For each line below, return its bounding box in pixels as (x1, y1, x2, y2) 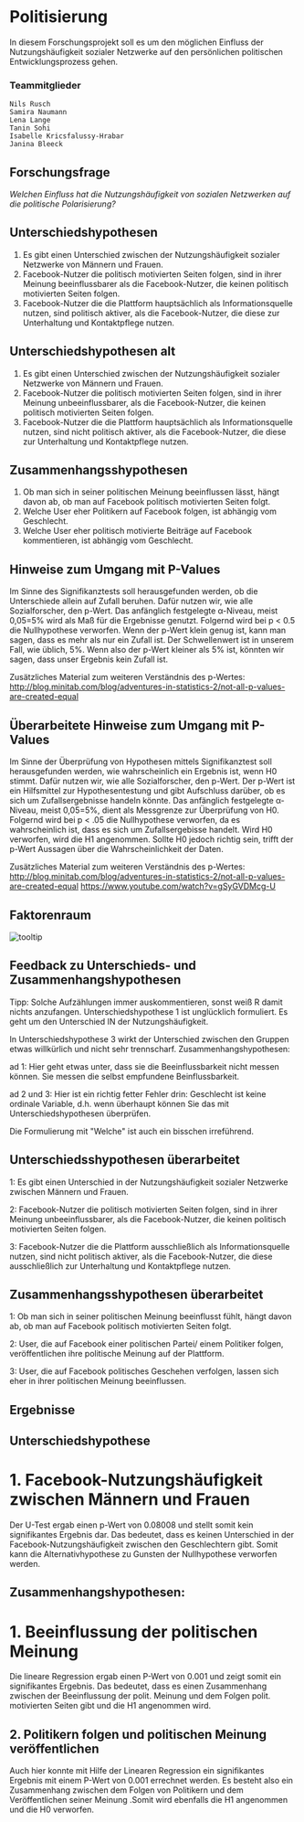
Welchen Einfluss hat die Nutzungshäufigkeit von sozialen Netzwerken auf (9, 189, 291, 200)
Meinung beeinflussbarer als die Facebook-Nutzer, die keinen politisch (22, 278, 289, 289)
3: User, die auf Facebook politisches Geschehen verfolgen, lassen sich (9, 1366, 279, 1377)
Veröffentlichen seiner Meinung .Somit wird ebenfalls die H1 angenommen (9, 1795, 288, 1806)
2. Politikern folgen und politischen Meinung (9, 1726, 267, 1742)
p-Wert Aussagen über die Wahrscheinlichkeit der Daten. (9, 844, 224, 855)
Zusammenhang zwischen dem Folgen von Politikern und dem (9, 1785, 244, 1795)
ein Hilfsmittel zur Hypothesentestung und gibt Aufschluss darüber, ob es (9, 785, 286, 796)
